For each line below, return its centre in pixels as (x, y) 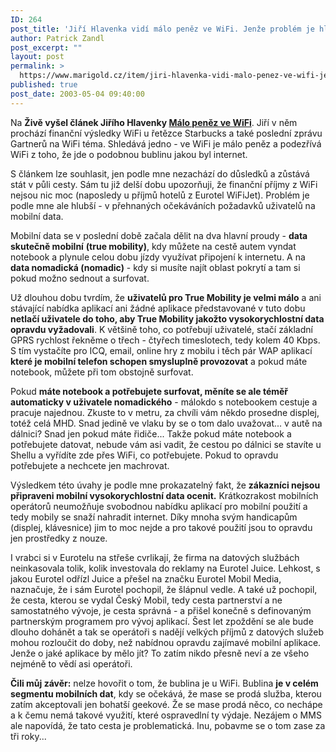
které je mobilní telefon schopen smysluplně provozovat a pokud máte (159, 361)
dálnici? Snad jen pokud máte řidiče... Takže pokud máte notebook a (151, 433)
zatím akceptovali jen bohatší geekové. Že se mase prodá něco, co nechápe (166, 704)
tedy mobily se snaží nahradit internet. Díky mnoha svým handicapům (154, 517)
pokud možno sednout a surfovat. (80, 278)
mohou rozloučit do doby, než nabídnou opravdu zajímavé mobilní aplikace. (166, 642)
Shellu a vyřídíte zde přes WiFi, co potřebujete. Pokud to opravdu (144, 455)
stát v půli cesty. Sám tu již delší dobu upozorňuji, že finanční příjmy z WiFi (164, 184)
